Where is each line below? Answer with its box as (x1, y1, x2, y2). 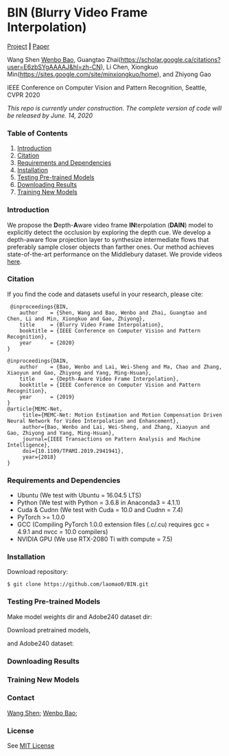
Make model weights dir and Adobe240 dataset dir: (7, 612, 152, 621)
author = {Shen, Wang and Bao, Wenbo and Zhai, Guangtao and (19, 309, 207, 316)
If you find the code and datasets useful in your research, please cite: (7, 290, 204, 298)
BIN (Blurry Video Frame (7, 5, 148, 21)
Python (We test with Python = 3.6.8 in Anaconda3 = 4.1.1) (16, 498, 180, 507)
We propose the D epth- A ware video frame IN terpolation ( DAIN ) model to (7, 221, 214, 229)
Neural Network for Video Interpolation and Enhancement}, (7, 417, 180, 424)
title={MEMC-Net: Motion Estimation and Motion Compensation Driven (22, 411, 223, 419)
